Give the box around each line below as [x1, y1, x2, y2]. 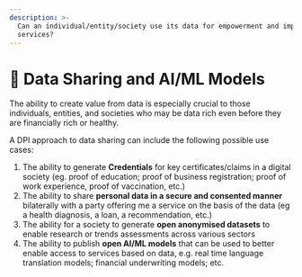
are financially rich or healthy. [9, 118, 120, 129]
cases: [9, 145, 34, 156]
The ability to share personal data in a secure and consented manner [22, 191, 283, 201]
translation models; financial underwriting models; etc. [22, 257, 225, 268]
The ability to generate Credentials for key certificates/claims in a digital [22, 162, 291, 173]
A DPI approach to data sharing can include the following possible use [9, 135, 270, 146]
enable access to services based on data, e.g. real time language [22, 248, 264, 259]
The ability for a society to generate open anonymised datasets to [22, 219, 271, 230]
